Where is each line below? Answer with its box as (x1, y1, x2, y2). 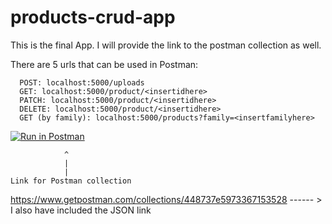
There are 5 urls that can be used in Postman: (10, 58, 199, 70)
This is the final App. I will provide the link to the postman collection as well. (10, 39, 322, 51)
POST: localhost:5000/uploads (19, 77, 145, 88)
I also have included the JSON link (10, 204, 152, 216)
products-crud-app (10, 6, 176, 29)
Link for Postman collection (10, 176, 132, 186)
